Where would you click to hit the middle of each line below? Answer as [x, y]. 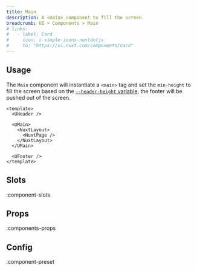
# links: [17, 29]
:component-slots [28, 195]
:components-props [31, 228]
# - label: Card [29, 34]
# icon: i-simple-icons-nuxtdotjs [55, 40]
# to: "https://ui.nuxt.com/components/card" [70, 46]
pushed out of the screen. [38, 97]
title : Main [21, 12]
